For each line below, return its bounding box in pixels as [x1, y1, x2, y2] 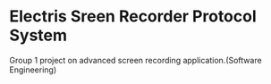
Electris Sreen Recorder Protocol [9, 6, 257, 27]
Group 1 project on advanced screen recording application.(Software [9, 55, 262, 65]
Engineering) [9, 64, 57, 75]
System [9, 25, 68, 46]
